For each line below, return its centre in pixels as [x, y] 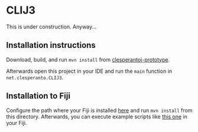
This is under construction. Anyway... [51, 27]
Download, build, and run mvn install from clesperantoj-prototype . [88, 59]
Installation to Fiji [38, 96]
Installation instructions [51, 45]
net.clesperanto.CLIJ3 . [35, 77]
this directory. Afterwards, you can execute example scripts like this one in [97, 117]
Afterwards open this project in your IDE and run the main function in [89, 71]
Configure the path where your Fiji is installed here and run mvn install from [99, 110]
